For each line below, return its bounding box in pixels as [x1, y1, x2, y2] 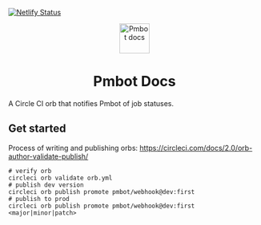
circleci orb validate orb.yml [8, 174, 113, 182]
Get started [8, 122, 66, 136]
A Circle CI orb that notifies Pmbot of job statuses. [8, 98, 175, 108]
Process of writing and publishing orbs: [8, 143, 139, 152]
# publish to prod [8, 195, 70, 203]
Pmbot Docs [93, 73, 176, 91]
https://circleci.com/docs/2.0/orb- [139, 143, 253, 152]
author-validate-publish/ [8, 152, 89, 161]
